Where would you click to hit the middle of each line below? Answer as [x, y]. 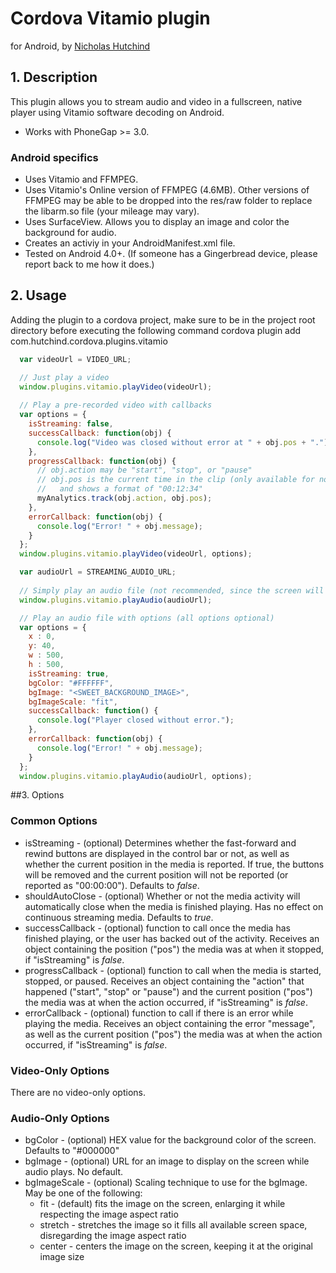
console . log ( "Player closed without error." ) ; [135, 720]
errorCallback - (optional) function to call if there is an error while [159, 1013]
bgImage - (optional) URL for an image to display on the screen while [167, 1161]
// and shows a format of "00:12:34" [119, 489]
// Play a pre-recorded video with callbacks [116, 405]
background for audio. [70, 233]
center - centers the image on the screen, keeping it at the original [176, 1246]
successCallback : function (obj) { [100, 433]
